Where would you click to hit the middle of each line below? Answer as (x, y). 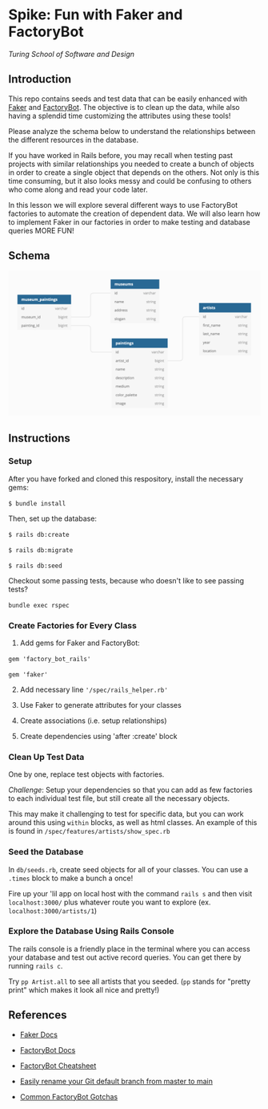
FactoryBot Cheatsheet (58, 1066)
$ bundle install (37, 503)
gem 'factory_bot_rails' (50, 659)
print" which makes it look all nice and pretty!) (84, 989)
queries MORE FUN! (41, 230)
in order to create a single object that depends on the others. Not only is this (134, 172)
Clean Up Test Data (46, 757)
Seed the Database (46, 852)
